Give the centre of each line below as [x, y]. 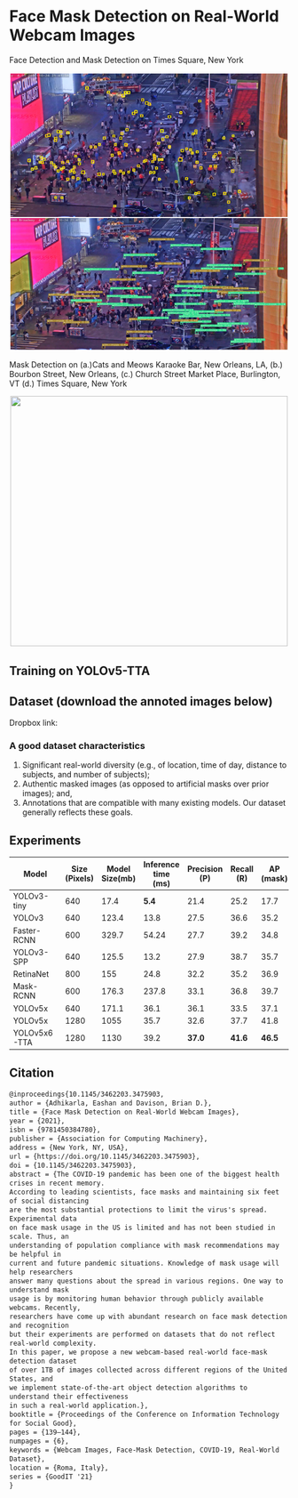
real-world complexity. [53, 1344]
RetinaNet [31, 974]
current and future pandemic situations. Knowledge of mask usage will [144, 1264]
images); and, [47, 793]
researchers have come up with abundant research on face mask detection [149, 1317]
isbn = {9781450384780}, [55, 1130]
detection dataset [43, 1361]
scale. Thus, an [39, 1237]
